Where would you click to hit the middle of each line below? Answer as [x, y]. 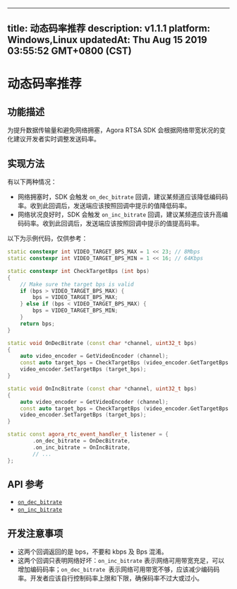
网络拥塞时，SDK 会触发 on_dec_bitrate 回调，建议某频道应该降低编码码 [123, 197]
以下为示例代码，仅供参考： [48, 238]
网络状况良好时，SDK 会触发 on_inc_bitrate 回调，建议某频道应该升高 [120, 215]
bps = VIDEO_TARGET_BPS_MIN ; [75, 311]
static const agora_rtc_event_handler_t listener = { [88, 435]
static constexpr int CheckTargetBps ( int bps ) [79, 271]
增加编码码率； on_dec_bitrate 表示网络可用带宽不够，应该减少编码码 [119, 569]
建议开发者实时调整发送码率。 [56, 139]
